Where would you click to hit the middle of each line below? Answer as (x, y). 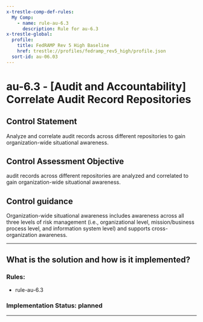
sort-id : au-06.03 (35, 57)
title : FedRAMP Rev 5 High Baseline (63, 46)
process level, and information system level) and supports (79, 229)
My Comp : (23, 17)
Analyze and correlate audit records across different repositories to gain (96, 136)
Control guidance (40, 201)
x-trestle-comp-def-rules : (40, 12)
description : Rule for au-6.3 (60, 29)
